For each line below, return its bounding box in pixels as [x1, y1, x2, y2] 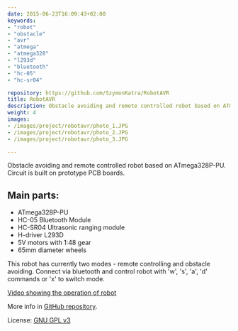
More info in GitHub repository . [7, 303, 98, 311]
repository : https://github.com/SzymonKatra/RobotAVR [7, 89, 170, 97]
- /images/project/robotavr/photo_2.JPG [7, 129, 129, 136]
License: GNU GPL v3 [7, 316, 71, 325]
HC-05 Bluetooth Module [17, 216, 91, 224]
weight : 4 [7, 109, 37, 116]
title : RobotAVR [7, 96, 55, 103]
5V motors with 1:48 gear [17, 239, 91, 247]
